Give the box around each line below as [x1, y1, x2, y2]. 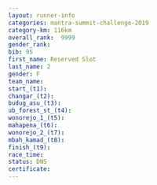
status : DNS [8, 158, 47, 166]
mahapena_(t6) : [8, 121, 58, 129]
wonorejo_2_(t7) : [8, 128, 65, 136]
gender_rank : [8, 41, 51, 49]
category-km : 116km [8, 26, 72, 34]
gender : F [8, 70, 41, 78]
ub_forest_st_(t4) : [8, 107, 72, 115]
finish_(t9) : [8, 143, 51, 151]
